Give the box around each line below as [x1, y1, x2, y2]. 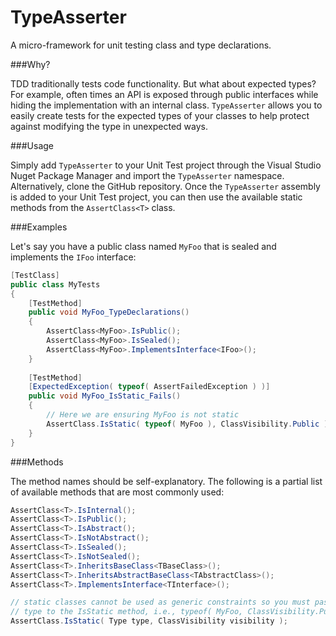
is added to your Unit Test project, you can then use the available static [10, 191, 303, 203]
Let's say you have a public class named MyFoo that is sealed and [10, 240, 277, 252]
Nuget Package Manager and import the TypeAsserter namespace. [10, 169, 285, 181]
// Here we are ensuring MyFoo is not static [46, 410, 240, 420]
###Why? [10, 58, 51, 70]
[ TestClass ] [10, 270, 60, 280]
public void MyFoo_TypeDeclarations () [28, 307, 190, 318]
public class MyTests [10, 279, 101, 290]
